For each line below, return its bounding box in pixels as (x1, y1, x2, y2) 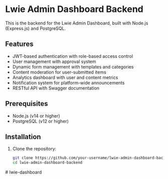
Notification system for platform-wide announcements (12, 79, 125, 85)
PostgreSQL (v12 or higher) (12, 118, 69, 124)
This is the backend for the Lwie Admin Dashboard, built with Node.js (5, 20, 148, 26)
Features (5, 40, 34, 48)
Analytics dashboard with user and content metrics (12, 74, 118, 80)
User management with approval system (12, 58, 96, 64)
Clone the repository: (12, 146, 57, 152)
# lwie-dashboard (5, 169, 42, 175)
